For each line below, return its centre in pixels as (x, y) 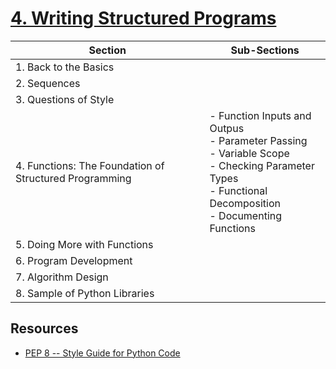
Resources (44, 328)
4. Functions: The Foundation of (90, 165)
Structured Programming (73, 178)
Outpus (227, 128)
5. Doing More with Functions (84, 244)
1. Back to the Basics (65, 67)
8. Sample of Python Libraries (85, 293)
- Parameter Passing (258, 140)
